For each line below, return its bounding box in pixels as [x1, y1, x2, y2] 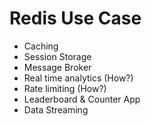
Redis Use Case [9, 7, 142, 30]
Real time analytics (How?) [23, 72, 134, 84]
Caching [23, 40, 59, 52]
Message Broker [23, 61, 92, 73]
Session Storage [23, 50, 92, 62]
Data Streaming [23, 103, 89, 116]
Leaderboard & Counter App [23, 93, 141, 105]
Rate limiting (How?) [23, 82, 107, 94]
